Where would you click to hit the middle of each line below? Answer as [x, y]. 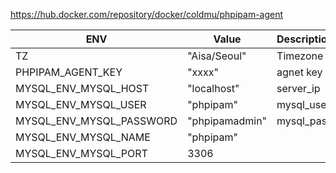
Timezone [300, 56]
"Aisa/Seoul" [217, 56]
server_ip [298, 88]
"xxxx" [203, 72]
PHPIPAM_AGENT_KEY [69, 72]
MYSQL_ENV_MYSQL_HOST [82, 88]
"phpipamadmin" [227, 121]
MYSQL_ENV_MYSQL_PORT [81, 153]
